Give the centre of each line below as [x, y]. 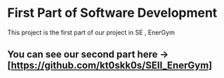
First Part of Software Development [112, 13]
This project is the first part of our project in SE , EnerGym [91, 32]
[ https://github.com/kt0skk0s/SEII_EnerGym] [110, 66]
